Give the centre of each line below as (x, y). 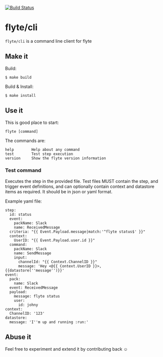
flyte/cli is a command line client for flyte (48, 41)
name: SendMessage (33, 253)
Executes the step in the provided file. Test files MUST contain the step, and (81, 181)
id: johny (28, 305)
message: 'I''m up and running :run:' (49, 322)
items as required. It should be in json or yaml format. (59, 191)
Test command (23, 171)
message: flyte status (37, 296)
